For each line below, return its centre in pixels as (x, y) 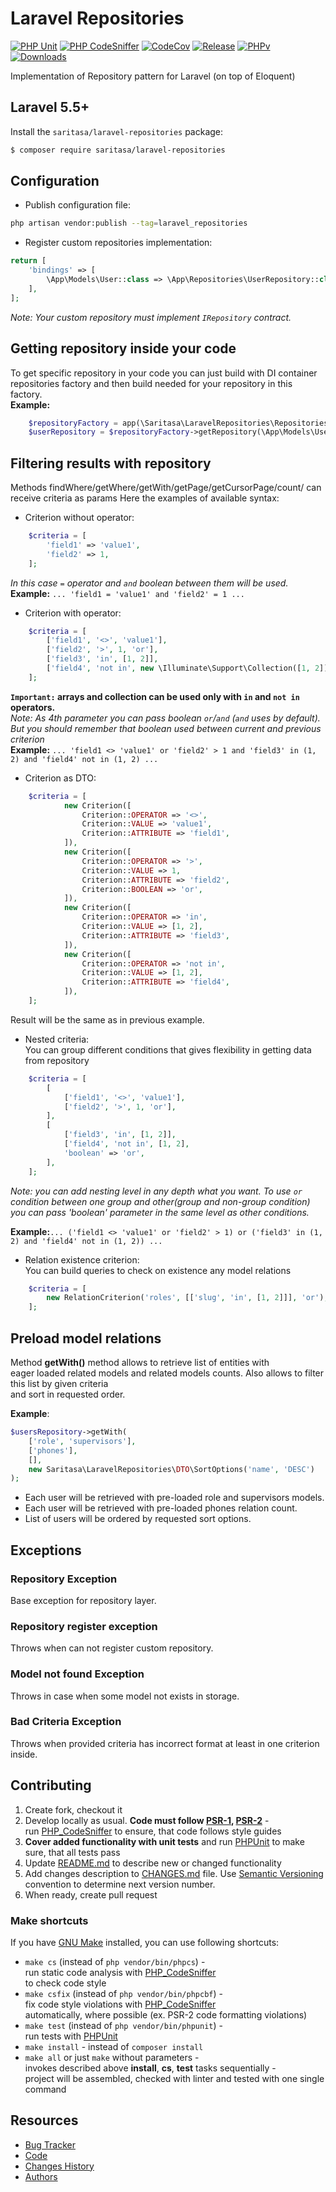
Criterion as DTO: (60, 778)
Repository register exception (84, 1626)
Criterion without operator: (79, 518)
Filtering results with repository (111, 463)
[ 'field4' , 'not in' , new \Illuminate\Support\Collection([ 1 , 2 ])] (189, 668)
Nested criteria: (57, 1039)
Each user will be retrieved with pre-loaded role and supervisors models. (174, 1498)
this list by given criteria (59, 1383)
